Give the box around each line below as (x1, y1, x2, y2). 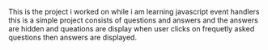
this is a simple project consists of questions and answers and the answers (8, 15, 259, 25)
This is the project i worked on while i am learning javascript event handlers (8, 7, 260, 16)
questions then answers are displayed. (8, 32, 138, 42)
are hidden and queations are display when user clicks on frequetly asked (8, 24, 255, 33)
